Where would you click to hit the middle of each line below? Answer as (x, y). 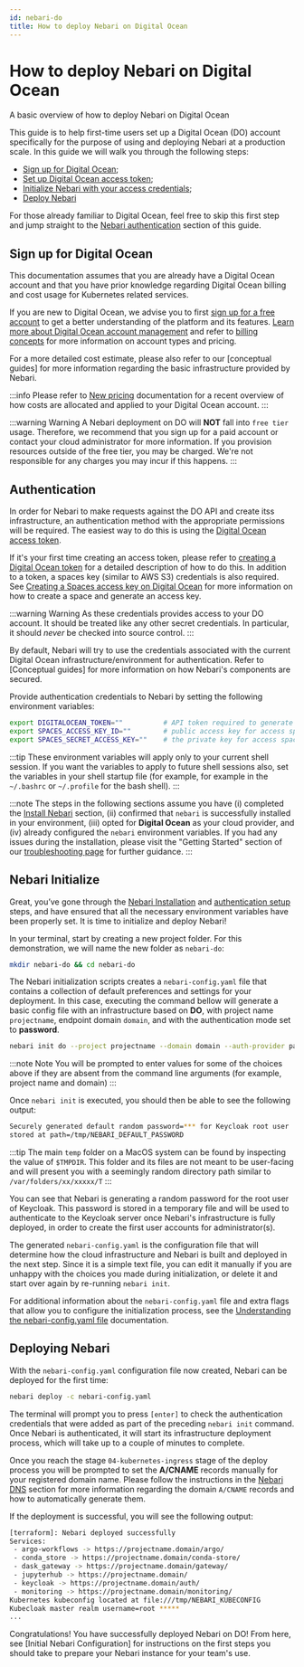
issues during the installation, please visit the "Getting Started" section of (146, 841)
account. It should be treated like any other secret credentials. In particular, (149, 623)
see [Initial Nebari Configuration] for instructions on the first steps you (140, 1643)
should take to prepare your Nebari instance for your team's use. (130, 1653)
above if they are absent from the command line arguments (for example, (146, 1074)
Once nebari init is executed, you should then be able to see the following (150, 1101)
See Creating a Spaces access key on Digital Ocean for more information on (151, 587)
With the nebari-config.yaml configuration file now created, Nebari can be (148, 1370)
